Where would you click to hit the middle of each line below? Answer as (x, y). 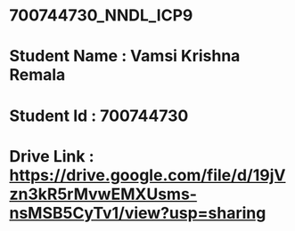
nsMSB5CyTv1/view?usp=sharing (138, 213)
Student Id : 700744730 (99, 115)
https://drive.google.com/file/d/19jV (147, 175)
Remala (37, 75)
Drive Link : (52, 156)
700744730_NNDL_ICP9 (101, 16)
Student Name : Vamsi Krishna (125, 56)
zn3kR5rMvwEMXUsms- (103, 194)
